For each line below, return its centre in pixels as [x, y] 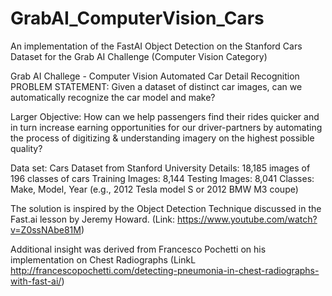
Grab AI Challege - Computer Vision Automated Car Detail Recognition [155, 76]
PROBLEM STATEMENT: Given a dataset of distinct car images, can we [156, 86]
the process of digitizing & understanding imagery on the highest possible [162, 138]
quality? [26, 148]
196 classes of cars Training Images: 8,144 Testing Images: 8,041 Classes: [162, 178]
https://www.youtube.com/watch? [247, 219]
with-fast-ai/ [36, 281]
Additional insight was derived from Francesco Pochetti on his [138, 249]
